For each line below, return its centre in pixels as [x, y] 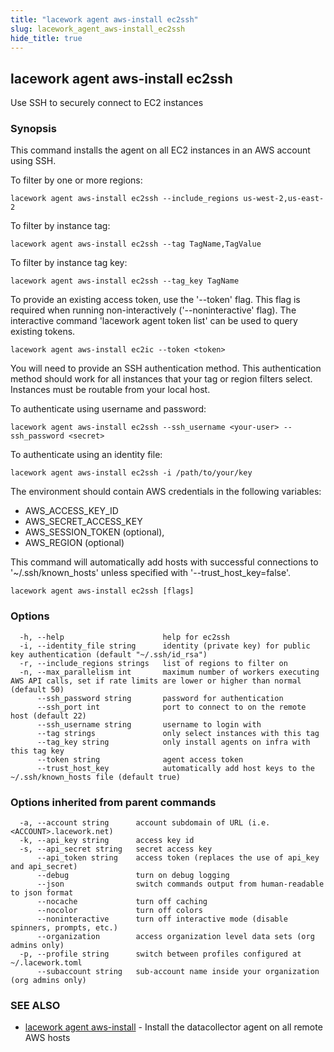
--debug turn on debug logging [133, 876]
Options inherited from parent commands [113, 802]
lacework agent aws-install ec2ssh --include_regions [125, 199]
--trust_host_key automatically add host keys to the [175, 768]
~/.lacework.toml [46, 963]
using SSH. [33, 161]
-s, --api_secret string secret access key [116, 849]
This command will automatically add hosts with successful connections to [164, 562]
